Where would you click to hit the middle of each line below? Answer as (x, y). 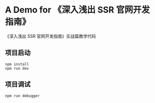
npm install (17, 64)
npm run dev (17, 68)
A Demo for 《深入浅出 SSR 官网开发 (77, 10)
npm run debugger (22, 96)
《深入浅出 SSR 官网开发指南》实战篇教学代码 (50, 36)
